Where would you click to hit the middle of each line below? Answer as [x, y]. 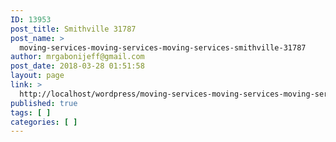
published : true [44, 103]
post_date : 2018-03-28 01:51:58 [77, 66]
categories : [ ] [44, 122]
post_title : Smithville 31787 [73, 29]
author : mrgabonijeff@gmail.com [77, 57]
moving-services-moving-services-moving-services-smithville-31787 [163, 47]
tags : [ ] [31, 112]
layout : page [37, 76]
